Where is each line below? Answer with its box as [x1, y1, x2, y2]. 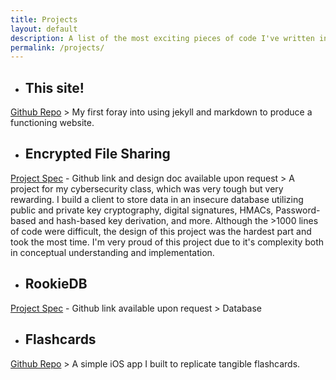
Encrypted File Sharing [24, 146, 171, 163]
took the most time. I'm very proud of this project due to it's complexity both [10, 236, 325, 248]
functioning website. [10, 117, 95, 129]
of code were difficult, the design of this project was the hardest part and [10, 225, 312, 237]
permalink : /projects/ [10, 42, 105, 53]
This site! [24, 79, 85, 96]
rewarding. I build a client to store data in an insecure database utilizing [10, 193, 304, 205]
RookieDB [24, 276, 88, 293]
